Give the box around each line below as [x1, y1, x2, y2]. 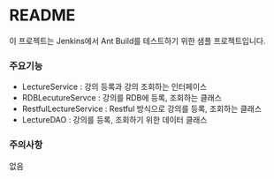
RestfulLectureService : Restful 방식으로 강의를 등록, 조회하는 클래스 [21, 103, 263, 115]
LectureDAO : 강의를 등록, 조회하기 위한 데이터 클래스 [21, 115, 208, 125]
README [9, 5, 76, 26]
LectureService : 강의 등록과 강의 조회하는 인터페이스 [21, 81, 208, 93]
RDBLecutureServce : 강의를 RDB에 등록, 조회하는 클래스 [21, 93, 223, 103]
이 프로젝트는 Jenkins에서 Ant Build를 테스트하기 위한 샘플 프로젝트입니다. [9, 35, 266, 46]
